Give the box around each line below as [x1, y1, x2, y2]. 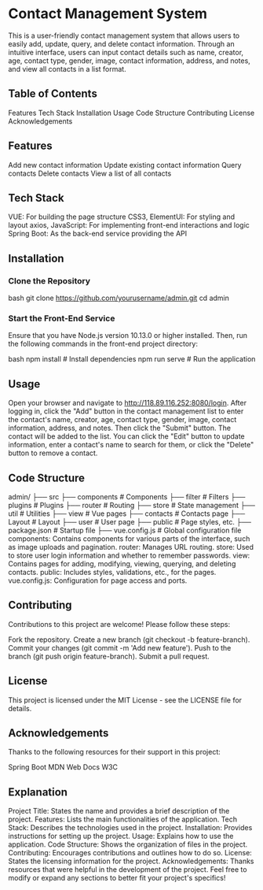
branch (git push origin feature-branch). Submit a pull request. [8, 651, 210, 661]
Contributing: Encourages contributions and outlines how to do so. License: [8, 848, 253, 858]
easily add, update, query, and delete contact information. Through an [8, 39, 235, 48]
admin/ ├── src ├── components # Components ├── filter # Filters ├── [8, 491, 246, 501]
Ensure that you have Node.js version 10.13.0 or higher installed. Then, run [8, 331, 247, 340]
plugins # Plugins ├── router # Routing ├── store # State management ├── [8, 500, 255, 510]
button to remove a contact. [8, 448, 98, 458]
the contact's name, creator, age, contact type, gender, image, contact [8, 415, 237, 425]
